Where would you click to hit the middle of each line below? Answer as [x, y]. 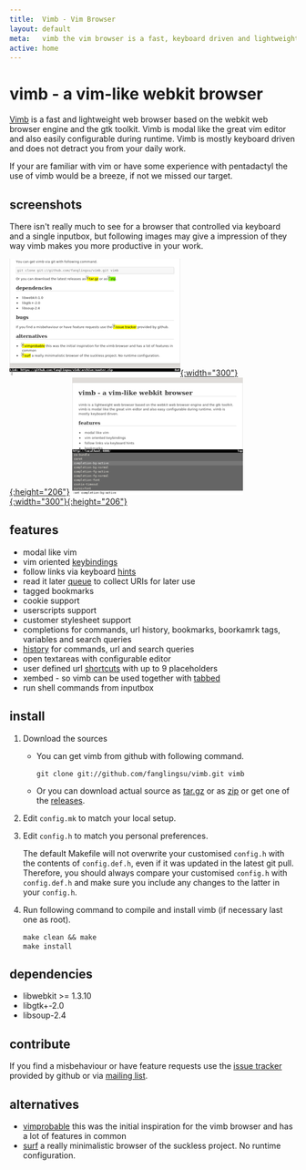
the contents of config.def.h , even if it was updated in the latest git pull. [158, 863]
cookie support [51, 600]
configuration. [49, 1155]
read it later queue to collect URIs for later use [109, 581]
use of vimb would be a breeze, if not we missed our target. [121, 176]
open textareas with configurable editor [97, 658]
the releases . [61, 800]
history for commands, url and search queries [108, 649]
